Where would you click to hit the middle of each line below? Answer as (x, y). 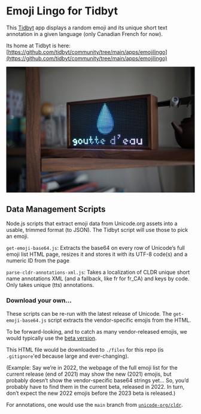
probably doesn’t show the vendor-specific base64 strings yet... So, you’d (98, 380)
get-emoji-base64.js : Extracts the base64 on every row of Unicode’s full (96, 248)
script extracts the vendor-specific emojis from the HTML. (119, 320)
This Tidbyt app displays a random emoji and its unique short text (87, 28)
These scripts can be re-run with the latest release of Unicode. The (89, 313)
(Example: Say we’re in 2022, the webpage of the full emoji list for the (92, 367)
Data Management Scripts (56, 209)
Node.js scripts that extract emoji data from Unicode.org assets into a (92, 223)
